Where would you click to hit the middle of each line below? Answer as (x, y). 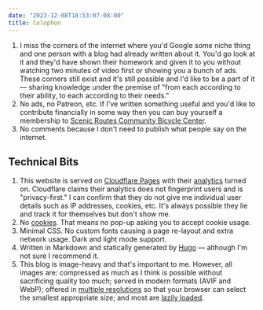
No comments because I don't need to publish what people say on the (133, 129)
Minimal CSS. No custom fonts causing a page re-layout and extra (126, 231)
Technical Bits (44, 162)
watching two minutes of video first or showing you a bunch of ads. (128, 70)
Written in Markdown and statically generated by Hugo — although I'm (133, 248)
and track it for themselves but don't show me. (95, 214)
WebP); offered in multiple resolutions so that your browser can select (133, 290)
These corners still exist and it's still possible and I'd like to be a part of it (137, 79)
